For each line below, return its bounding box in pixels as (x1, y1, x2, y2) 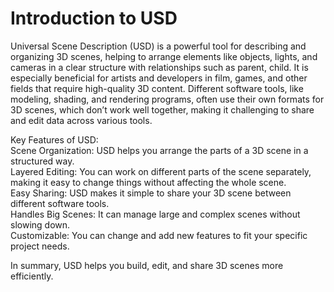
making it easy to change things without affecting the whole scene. (10, 176, 287, 188)
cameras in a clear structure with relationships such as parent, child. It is (10, 61, 309, 73)
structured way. (10, 155, 75, 167)
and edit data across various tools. (10, 114, 153, 126)
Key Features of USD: (10, 133, 99, 146)
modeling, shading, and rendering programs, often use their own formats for (10, 93, 325, 105)
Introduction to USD (10, 7, 178, 30)
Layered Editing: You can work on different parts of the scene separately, (10, 165, 312, 177)
